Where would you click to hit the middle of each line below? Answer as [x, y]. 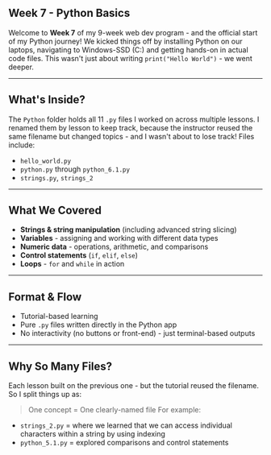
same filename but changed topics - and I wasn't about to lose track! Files [131, 136]
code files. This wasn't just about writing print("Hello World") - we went [130, 58]
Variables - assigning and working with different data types [119, 238]
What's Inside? [47, 100]
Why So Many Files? [60, 366]
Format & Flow [45, 297]
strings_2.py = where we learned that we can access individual [126, 425]
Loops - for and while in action [72, 264]
